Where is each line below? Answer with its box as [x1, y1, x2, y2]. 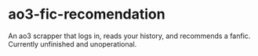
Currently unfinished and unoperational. [8, 39, 137, 48]
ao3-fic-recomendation [8, 5, 166, 23]
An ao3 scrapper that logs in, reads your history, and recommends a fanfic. [8, 31, 251, 40]
